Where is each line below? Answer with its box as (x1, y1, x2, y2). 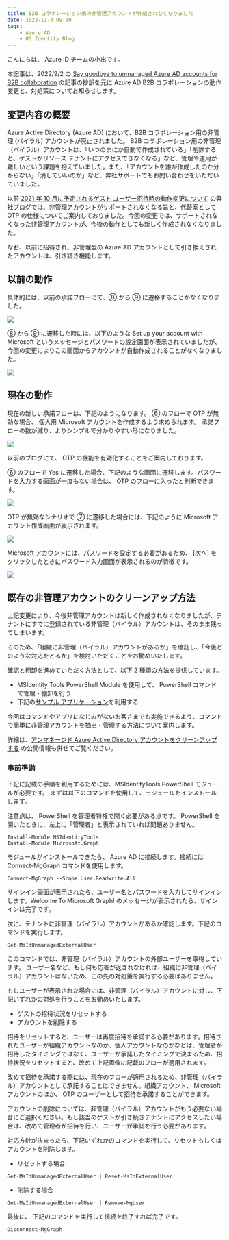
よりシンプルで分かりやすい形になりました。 (54, 426, 180, 434)
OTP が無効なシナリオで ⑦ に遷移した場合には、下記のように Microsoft (7, 512, 211, 521)
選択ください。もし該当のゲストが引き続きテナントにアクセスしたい (25, 1113, 217, 1121)
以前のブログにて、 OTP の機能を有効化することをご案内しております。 (7, 454, 207, 462)
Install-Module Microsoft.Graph (7, 840, 99, 847)
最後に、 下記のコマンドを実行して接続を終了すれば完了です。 (7, 1212, 182, 1220)
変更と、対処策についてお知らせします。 (7, 87, 120, 95)
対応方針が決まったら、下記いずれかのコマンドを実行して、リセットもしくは (7, 1136, 222, 1144)
